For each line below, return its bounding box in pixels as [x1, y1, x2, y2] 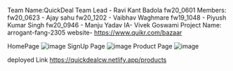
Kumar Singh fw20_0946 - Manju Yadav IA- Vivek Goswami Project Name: [7, 21, 222, 29]
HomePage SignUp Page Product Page [7, 42, 173, 50]
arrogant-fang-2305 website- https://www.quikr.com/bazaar [7, 28, 182, 37]
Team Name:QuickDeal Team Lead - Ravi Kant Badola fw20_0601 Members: [7, 6, 227, 14]
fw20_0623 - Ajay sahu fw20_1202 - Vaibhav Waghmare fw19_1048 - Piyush [7, 13, 227, 22]
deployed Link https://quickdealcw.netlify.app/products [7, 56, 167, 64]
